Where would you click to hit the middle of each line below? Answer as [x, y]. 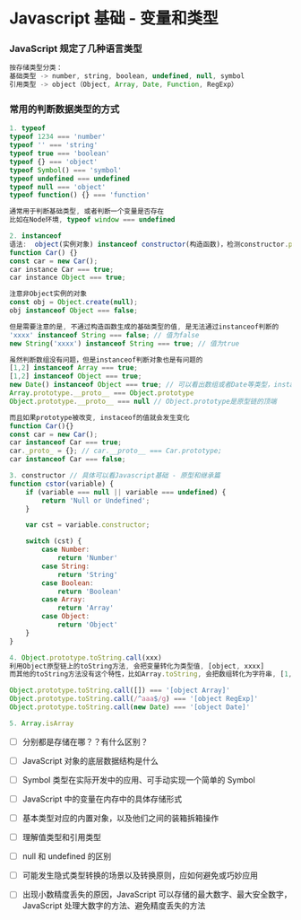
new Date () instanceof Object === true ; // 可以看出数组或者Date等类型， [142, 385]
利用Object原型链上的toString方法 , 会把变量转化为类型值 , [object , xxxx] [137, 666]
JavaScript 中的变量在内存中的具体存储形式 [102, 799]
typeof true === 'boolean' [60, 153]
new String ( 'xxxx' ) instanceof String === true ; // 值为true [125, 343]
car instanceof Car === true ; [66, 442]
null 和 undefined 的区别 [67, 856]
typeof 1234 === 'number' [57, 137]
